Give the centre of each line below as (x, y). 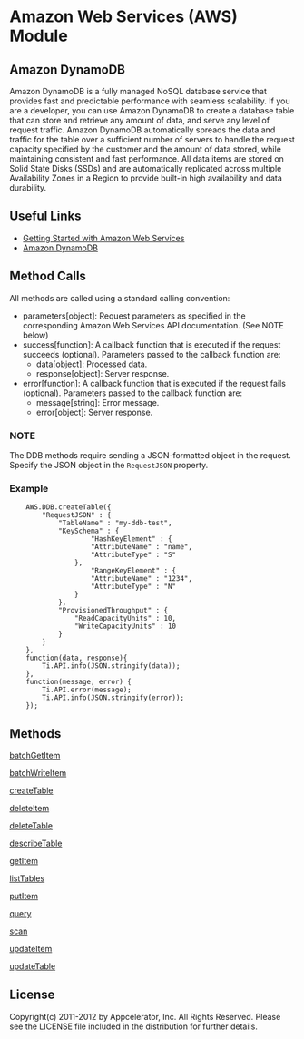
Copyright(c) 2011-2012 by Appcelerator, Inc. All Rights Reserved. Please (145, 1016)
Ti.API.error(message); (87, 690)
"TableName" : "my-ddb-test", (115, 524)
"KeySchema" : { (88, 531)
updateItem (31, 949)
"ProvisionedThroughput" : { (113, 611)
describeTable (36, 843)
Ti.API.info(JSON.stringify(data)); (111, 666)
